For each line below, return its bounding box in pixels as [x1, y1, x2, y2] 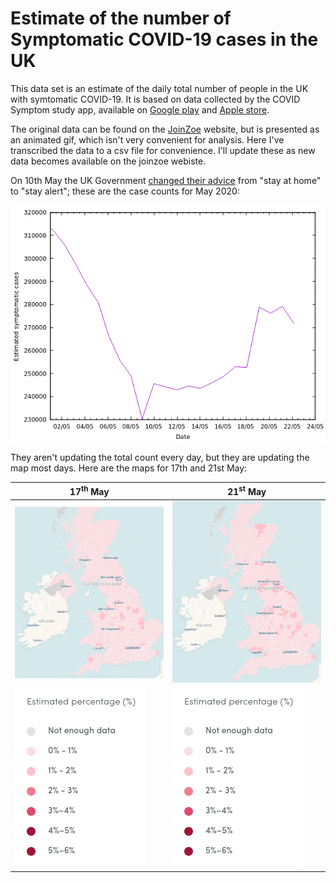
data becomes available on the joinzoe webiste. [10, 155, 207, 167]
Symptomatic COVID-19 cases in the [10, 28, 319, 51]
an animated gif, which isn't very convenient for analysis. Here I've [10, 133, 285, 146]
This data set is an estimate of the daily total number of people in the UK [10, 82, 309, 94]
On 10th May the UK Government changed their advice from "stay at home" [10, 174, 322, 186]
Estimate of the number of [10, 7, 232, 30]
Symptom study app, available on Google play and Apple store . [10, 103, 270, 116]
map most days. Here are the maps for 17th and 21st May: [10, 462, 248, 474]
